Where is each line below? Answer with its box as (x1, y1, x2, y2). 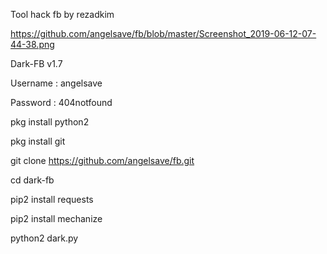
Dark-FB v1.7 (10, 58, 63, 69)
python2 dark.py (10, 232, 79, 244)
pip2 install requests (10, 194, 94, 205)
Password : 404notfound (10, 97, 113, 108)
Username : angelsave (10, 77, 103, 89)
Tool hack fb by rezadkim (10, 9, 115, 20)
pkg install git (10, 135, 66, 147)
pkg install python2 (10, 116, 90, 128)
